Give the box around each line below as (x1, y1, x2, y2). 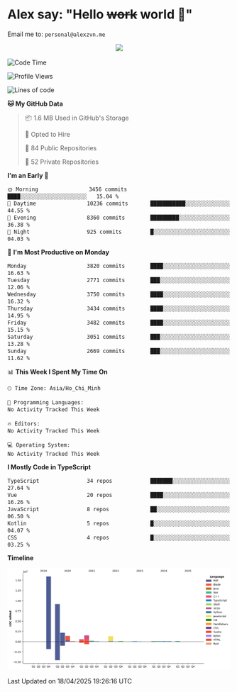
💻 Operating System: (7, 441, 71, 449)
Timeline (7, 553, 34, 562)
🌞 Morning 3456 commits (7, 186, 128, 193)
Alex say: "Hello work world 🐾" (7, 6, 193, 23)
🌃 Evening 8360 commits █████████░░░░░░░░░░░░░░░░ (7, 214, 231, 221)
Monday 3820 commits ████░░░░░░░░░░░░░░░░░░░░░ (7, 262, 231, 269)
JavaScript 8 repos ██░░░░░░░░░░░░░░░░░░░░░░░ (7, 506, 231, 513)
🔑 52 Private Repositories (24, 157, 99, 166)
